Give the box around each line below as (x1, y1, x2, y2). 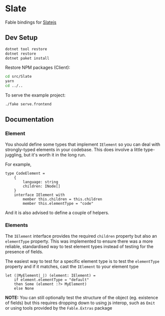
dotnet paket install (5, 56, 50, 61)
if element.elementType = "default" (14, 277, 90, 282)
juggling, (5, 152, 23, 158)
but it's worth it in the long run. (24, 152, 86, 158)
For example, (5, 161, 32, 167)
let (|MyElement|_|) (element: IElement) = (5, 273, 96, 278)
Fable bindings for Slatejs (5, 19, 57, 25)
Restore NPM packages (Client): (5, 64, 70, 70)
